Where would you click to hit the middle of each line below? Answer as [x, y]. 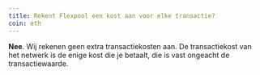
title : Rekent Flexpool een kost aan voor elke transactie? [112, 16]
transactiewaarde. [38, 63]
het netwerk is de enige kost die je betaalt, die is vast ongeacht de [119, 55]
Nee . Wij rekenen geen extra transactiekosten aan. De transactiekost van [130, 46]
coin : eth [25, 23]
